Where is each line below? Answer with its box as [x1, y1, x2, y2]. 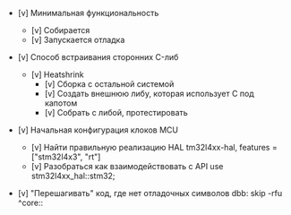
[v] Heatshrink [30, 69, 85, 80]
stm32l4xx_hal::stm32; [30, 170, 116, 181]
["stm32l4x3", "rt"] [30, 151, 101, 162]
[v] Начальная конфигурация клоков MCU [17, 125, 179, 135]
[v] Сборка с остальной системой [44, 79, 175, 89]
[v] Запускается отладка [30, 35, 125, 45]
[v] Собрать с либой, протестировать [44, 107, 188, 117]
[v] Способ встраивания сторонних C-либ [17, 52, 179, 62]
